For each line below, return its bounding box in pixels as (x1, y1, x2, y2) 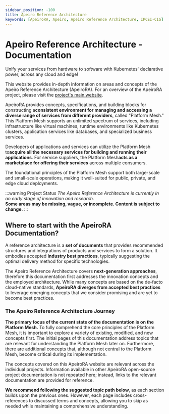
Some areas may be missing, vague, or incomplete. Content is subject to (5, 201, 160, 207)
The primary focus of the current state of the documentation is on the (5, 319, 154, 325)
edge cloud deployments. (5, 180, 59, 187)
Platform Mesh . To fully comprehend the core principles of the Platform (5, 325, 155, 331)
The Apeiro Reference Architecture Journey (5, 308, 115, 315)
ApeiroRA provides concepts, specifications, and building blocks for (5, 102, 146, 108)
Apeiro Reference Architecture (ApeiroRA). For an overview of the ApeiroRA (5, 86, 162, 93)
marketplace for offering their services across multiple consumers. (5, 160, 147, 166)
